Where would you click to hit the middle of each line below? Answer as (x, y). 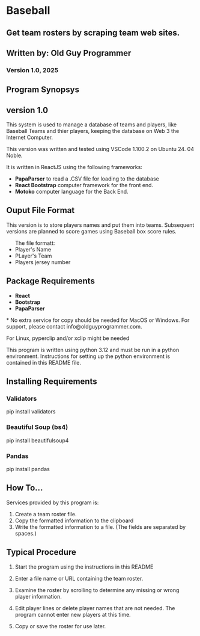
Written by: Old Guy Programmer (69, 53)
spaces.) (26, 533)
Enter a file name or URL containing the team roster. (79, 578)
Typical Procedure (41, 552)
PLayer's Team (33, 256)
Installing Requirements (52, 382)
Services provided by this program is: (53, 502)
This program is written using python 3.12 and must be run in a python (93, 350)
